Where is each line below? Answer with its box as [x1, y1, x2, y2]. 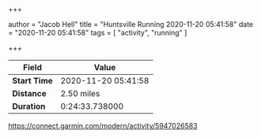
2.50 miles [60, 88, 100, 99]
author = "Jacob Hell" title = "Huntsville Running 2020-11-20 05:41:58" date [8, 20, 254, 28]
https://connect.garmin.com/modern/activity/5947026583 [8, 121, 198, 130]
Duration [12, 101, 46, 111]
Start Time [12, 76, 53, 86]
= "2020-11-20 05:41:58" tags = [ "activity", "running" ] [8, 28, 187, 37]
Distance [12, 88, 47, 99]
